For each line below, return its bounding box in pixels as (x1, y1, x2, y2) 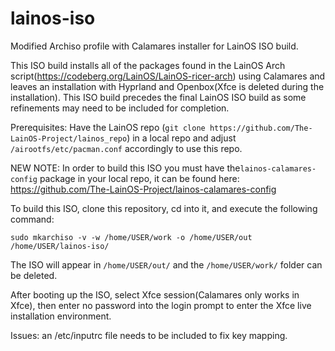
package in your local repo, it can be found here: (39, 172, 240, 184)
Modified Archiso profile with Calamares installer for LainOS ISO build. (10, 40, 299, 52)
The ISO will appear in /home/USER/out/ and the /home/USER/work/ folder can (10, 258, 323, 271)
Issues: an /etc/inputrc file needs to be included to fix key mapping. (10, 329, 288, 341)
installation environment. (10, 310, 112, 322)
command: (10, 213, 55, 225)
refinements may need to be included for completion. (10, 102, 230, 114)
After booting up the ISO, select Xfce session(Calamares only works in (10, 288, 300, 301)
